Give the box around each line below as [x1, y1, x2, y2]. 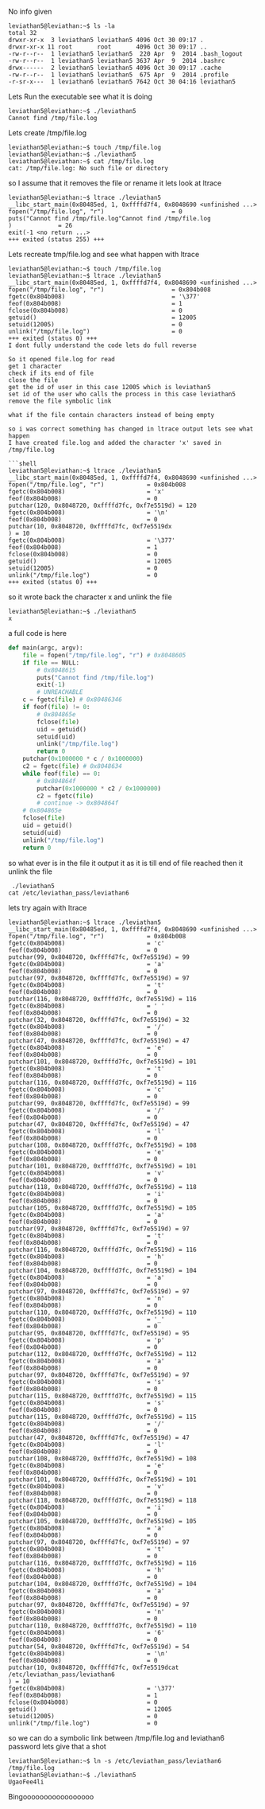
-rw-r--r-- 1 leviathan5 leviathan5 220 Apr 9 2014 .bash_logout [8, 50, 244, 58]
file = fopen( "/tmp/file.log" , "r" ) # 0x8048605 [22, 651, 186, 659]
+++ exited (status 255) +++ [8, 236, 105, 244]
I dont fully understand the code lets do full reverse [8, 341, 197, 349]
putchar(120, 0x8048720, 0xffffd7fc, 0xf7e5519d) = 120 [8, 501, 197, 509]
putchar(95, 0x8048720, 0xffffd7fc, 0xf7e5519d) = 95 [8, 1329, 190, 1337]
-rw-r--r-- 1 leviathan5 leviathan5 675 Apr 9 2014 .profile [8, 71, 229, 79]
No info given [8, 7, 52, 16]
